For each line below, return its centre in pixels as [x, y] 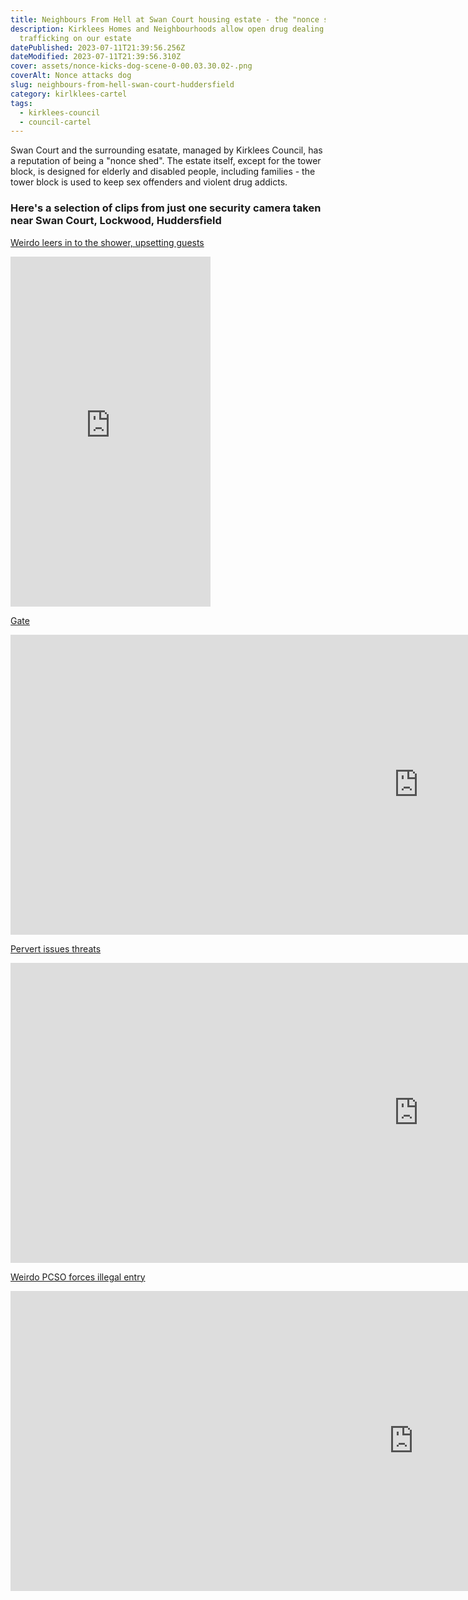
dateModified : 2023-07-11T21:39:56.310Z [96, 57]
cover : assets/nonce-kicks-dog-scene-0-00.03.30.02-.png [131, 66]
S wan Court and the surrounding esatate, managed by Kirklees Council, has [166, 150]
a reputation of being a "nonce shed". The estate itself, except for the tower [166, 161]
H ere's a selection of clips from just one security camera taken [166, 208]
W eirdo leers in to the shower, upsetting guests [107, 242]
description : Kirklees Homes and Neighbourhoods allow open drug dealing [167, 29]
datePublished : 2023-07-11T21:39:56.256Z [98, 47]
